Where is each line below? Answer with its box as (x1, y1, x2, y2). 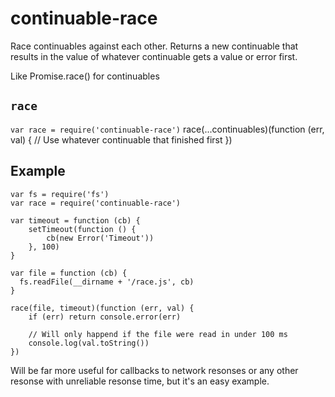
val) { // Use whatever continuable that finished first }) (10, 133, 233, 146)
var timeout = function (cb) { (10, 215, 141, 226)
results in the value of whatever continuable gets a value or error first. (10, 50, 298, 62)
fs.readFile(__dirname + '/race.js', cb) (19, 277, 195, 287)
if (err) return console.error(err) (28, 312, 182, 322)
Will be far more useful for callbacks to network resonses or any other (10, 364, 299, 376)
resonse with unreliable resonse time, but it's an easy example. (10, 375, 270, 387)
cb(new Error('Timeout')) (46, 233, 155, 243)
